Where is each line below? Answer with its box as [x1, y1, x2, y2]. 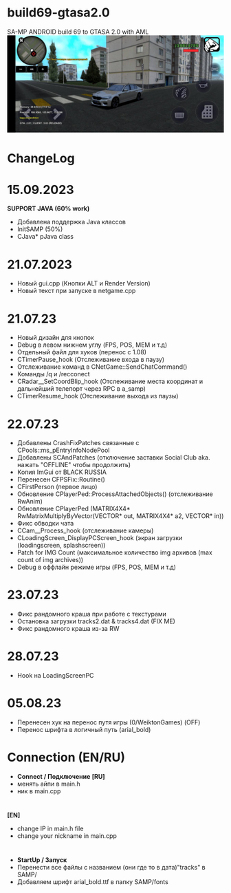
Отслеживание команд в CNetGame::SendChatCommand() [16, 363, 188, 371]
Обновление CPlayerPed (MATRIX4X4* [16, 504, 131, 513]
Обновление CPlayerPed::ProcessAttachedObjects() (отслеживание [16, 490, 213, 498]
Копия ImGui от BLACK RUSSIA [16, 468, 107, 476]
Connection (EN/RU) [7, 750, 126, 765]
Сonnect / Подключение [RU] [16, 773, 105, 781]
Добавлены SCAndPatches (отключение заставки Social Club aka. [16, 453, 210, 462]
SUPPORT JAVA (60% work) [7, 204, 90, 213]
